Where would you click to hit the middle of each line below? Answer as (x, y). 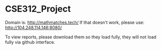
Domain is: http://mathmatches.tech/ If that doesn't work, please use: (75, 22)
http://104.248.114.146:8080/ (34, 27)
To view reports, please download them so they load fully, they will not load (81, 37)
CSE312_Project (38, 9)
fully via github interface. (30, 42)
